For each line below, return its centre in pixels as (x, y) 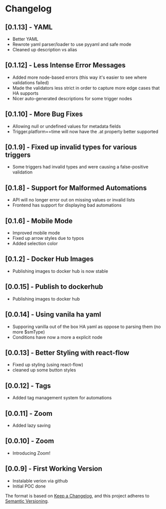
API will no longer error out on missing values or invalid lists (74, 200)
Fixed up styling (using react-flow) (48, 365)
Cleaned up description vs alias (45, 50)
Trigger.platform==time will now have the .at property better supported (85, 131)
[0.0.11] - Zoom (29, 414)
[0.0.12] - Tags (28, 386)
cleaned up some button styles (44, 370)
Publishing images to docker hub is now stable (60, 271)
